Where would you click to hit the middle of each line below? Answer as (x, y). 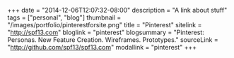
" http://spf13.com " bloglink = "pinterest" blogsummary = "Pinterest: (106, 32)
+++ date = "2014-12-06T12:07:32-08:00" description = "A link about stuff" (117, 10)
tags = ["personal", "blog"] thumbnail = (64, 17)
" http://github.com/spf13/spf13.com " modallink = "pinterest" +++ (102, 47)
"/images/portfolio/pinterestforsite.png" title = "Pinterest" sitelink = (105, 25)
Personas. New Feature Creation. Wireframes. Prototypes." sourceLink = (113, 40)
